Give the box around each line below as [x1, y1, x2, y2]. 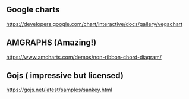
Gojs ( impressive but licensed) [6, 71, 124, 81]
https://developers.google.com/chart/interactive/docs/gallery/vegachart [6, 20, 183, 27]
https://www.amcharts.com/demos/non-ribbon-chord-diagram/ [6, 53, 162, 60]
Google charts [6, 5, 60, 15]
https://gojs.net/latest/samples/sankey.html [6, 86, 112, 94]
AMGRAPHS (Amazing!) [6, 38, 97, 48]
